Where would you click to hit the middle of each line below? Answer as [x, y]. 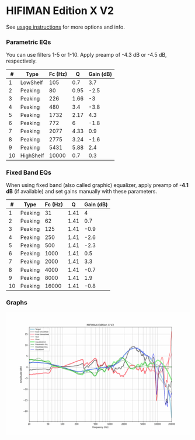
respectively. [21, 61]
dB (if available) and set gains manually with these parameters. [82, 192]
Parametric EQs [29, 42]
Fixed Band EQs [29, 172]
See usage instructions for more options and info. [66, 27]
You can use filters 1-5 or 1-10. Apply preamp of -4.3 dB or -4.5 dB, [87, 55]
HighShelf [32, 155]
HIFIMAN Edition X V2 [60, 11]
